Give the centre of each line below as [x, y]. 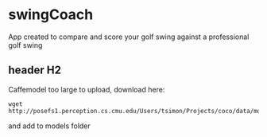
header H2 [35, 70]
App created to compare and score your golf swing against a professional [129, 37]
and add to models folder [50, 126]
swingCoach [51, 15]
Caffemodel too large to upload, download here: [87, 89]
